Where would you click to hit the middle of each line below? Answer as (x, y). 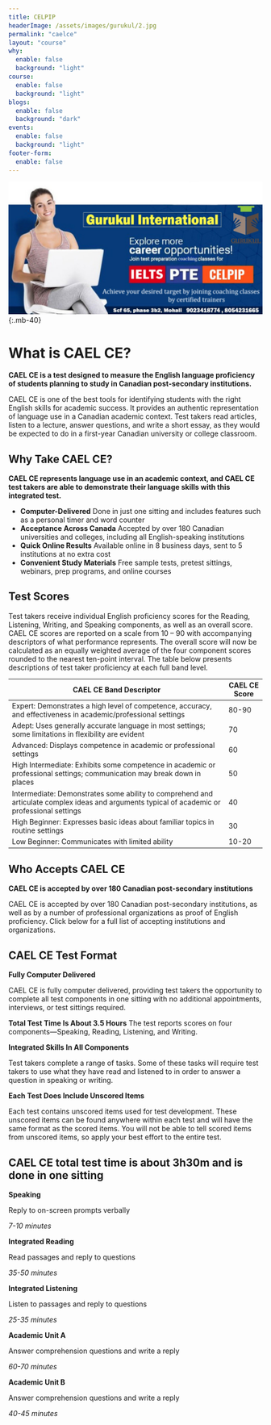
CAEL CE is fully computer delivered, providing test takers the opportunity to (135, 990)
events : (21, 128)
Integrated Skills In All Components (69, 1047)
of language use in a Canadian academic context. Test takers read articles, (133, 416)
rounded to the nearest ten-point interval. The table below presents (120, 658)
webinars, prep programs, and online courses (96, 571)
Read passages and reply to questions (72, 1257)
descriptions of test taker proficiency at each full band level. (108, 667)
